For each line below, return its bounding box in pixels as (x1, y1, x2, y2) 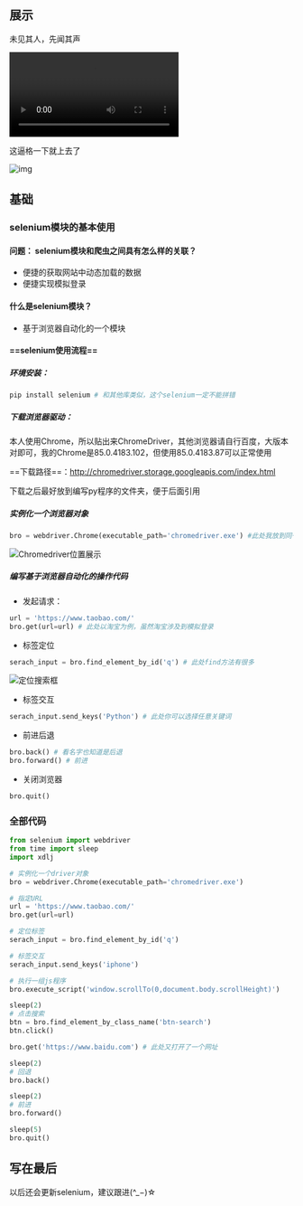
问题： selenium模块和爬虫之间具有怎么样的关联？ (9, 245, 197, 256)
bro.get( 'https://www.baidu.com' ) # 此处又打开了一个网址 (9, 1042, 218, 1051)
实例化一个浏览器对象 (9, 508, 88, 519)
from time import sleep (9, 844, 99, 853)
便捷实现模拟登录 (22, 278, 87, 289)
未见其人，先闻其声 (9, 33, 81, 44)
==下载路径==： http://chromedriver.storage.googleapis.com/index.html (9, 466, 276, 476)
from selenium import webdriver (9, 836, 131, 845)
